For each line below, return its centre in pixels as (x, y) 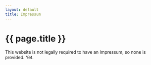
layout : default (22, 10)
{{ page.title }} (36, 39)
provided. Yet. (19, 58)
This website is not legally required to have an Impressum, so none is (75, 52)
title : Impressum (23, 14)
